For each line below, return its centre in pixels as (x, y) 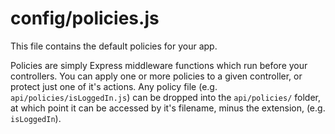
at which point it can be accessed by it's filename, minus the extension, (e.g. (168, 108)
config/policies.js (85, 18)
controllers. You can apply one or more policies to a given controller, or (156, 76)
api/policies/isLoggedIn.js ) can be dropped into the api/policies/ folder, (166, 97)
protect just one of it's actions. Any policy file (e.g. (114, 86)
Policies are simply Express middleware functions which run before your (159, 65)
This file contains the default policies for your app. (114, 46)
